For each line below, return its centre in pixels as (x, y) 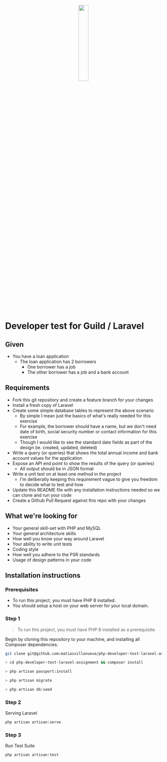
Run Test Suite (20, 746)
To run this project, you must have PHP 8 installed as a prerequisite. (87, 630)
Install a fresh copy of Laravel (43, 405)
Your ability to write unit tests (42, 544)
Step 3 (13, 735)
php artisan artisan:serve (33, 722)
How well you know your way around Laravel (58, 538)
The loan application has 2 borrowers (58, 362)
